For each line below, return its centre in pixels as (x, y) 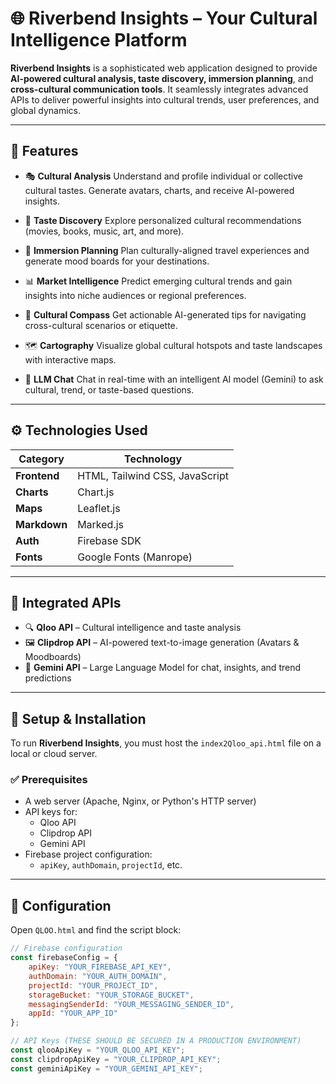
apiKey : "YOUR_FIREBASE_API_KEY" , (100, 967)
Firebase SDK (109, 540)
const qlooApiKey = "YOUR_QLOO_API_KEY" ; (98, 1050)
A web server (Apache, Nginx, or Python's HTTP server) (140, 801)
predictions (48, 678)
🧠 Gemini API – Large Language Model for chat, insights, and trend (163, 668)
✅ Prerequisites (49, 780)
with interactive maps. (70, 359)
